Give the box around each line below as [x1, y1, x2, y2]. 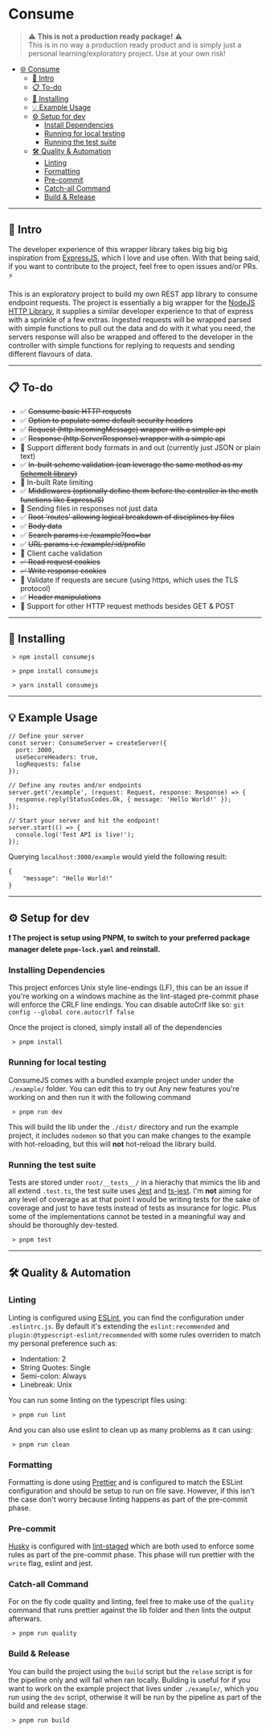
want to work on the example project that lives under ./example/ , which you [8, 1684, 259, 1693]
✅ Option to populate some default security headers [19, 415, 194, 425]
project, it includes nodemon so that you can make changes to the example [8, 1131, 252, 1140]
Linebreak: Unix [19, 1379, 72, 1389]
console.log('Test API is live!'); [15, 831, 135, 839]
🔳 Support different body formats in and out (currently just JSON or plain [19, 442, 261, 452]
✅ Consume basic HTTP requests [19, 406, 132, 415]
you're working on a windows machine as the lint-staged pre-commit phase [8, 991, 260, 1001]
